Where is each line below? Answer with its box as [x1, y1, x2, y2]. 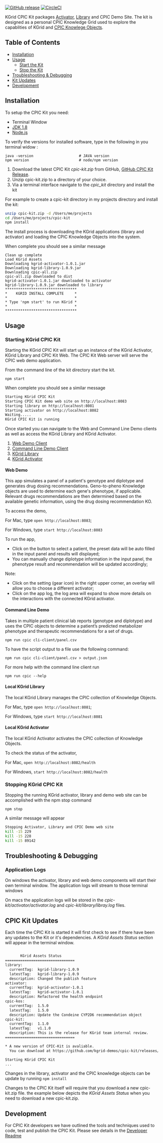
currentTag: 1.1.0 [9, 1021, 49, 1027]
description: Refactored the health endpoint [9, 994, 103, 999]
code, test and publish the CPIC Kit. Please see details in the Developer [5, 1128, 147, 1134]
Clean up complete [5, 253, 42, 258]
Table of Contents [5, 38, 61, 47]
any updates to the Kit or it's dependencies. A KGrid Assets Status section [5, 934, 153, 940]
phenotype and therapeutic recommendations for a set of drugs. [5, 628, 134, 634]
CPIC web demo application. [5, 357, 62, 363]
